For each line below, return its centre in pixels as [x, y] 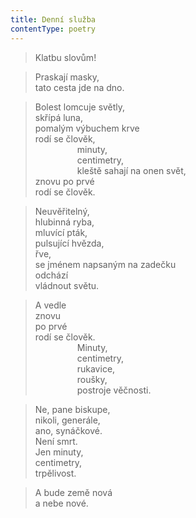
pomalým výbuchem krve [87, 128]
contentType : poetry [53, 29]
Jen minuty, [59, 452]
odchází [51, 275]
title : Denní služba [53, 19]
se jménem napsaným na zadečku [105, 264]
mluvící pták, [61, 232]
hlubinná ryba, [64, 222]
